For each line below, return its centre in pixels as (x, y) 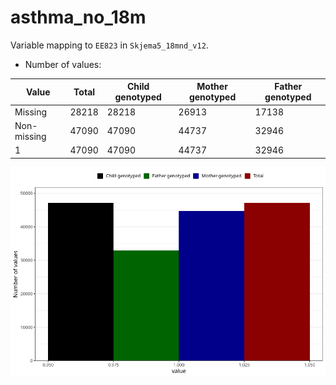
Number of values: (63, 64)
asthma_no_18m (78, 17)
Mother (212, 87)
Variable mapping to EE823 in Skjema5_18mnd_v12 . (109, 45)
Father (288, 87)
